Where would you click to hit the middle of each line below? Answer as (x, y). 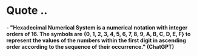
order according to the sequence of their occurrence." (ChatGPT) (90, 46)
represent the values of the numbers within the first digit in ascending (96, 40)
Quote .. (27, 11)
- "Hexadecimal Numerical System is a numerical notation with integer (97, 27)
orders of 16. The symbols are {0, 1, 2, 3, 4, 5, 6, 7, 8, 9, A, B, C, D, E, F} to (98, 34)
